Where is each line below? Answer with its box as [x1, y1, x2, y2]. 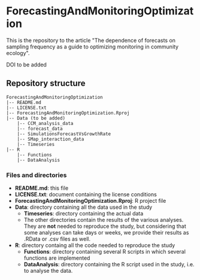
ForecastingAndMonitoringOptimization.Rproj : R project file [14, 197, 166, 205]
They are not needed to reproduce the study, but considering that [23, 223, 187, 230]
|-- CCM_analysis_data [17, 120, 74, 126]
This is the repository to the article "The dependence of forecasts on [6, 36, 175, 44]
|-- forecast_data [17, 126, 63, 132]
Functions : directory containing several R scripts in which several [23, 248, 186, 255]
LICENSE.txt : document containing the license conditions [14, 191, 157, 198]
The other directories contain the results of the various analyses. [23, 217, 184, 224]
